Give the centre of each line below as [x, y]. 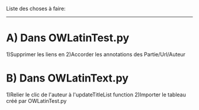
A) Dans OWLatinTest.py [68, 38]
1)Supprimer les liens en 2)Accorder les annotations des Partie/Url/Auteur [96, 54]
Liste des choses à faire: [36, 9]
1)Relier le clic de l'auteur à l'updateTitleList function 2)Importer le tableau [96, 95]
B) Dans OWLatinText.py [68, 78]
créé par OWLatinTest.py [36, 101]
